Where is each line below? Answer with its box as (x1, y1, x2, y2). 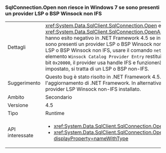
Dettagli (7, 44, 26, 51)
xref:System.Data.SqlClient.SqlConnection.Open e (45, 22, 162, 29)
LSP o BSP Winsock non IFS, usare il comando (45, 47, 153, 54)
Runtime (45, 110, 65, 117)
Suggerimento (7, 79, 41, 86)
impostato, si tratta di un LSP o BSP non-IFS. (45, 66, 149, 73)
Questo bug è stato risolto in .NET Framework (45, 74, 151, 80)
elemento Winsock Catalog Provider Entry (45, 53, 145, 60)
